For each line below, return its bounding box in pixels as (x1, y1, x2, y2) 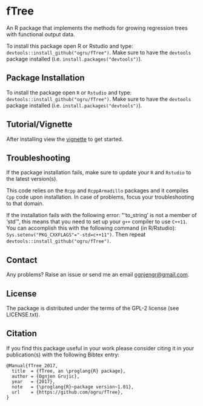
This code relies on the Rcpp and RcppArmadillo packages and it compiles (6, 187, 189, 194)
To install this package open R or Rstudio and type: (6, 42, 133, 50)
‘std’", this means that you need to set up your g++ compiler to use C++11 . (6, 218, 188, 225)
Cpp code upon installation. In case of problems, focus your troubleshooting (6, 194, 195, 201)
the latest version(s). (6, 175, 58, 183)
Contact (6, 255, 38, 265)
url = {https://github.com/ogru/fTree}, (12, 389, 123, 395)
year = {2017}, (12, 378, 56, 385)
